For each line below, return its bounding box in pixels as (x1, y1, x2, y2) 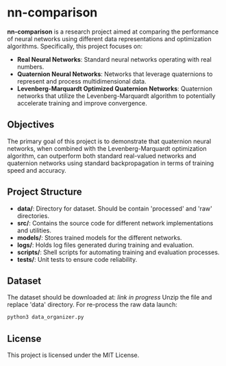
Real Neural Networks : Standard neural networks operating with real (16, 55, 212, 63)
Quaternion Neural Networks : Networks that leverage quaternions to (16, 70, 213, 78)
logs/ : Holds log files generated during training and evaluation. (16, 241, 194, 249)
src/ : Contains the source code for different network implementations (16, 219, 214, 227)
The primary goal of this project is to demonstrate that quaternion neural (7, 137, 212, 145)
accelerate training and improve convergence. (16, 99, 147, 107)
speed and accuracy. (7, 166, 66, 174)
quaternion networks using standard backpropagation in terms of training (7, 159, 214, 167)
